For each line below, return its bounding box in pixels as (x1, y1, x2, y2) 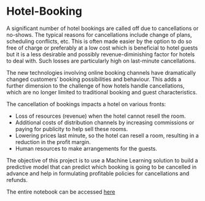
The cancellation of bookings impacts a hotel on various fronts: (6, 100, 166, 108)
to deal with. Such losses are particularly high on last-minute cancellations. (6, 57, 196, 64)
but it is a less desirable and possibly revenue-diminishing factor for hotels (6, 50, 195, 58)
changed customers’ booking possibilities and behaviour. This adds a (6, 75, 182, 83)
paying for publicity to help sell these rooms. (15, 125, 128, 132)
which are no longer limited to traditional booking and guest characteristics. (6, 88, 198, 96)
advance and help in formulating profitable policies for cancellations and (6, 170, 190, 177)
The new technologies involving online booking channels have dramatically (6, 69, 196, 76)
